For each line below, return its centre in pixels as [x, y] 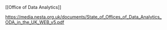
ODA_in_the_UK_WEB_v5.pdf [35, 22]
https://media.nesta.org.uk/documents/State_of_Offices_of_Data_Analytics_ [83, 17]
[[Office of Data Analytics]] [33, 7]
